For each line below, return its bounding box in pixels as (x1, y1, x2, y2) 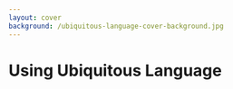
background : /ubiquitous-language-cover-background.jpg (8, 22, 224, 31)
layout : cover (8, 13, 63, 22)
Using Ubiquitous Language (8, 60, 223, 81)
